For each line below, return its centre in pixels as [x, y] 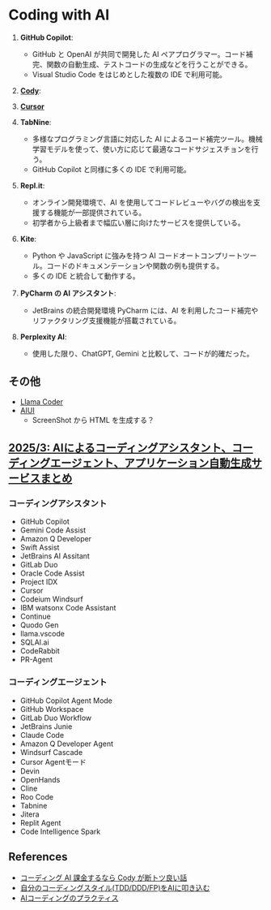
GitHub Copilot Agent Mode [66, 701]
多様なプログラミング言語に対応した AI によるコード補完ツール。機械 [147, 139]
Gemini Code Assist [53, 530]
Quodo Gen [39, 625]
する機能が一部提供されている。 [93, 212]
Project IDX [39, 582]
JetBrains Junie [46, 726]
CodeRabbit [40, 651]
